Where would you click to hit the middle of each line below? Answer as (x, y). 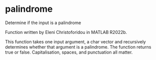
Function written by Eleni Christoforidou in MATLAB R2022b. (66, 32)
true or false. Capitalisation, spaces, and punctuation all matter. (69, 52)
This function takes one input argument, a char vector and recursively (76, 42)
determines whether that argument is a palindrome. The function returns (78, 47)
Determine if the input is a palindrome (43, 23)
